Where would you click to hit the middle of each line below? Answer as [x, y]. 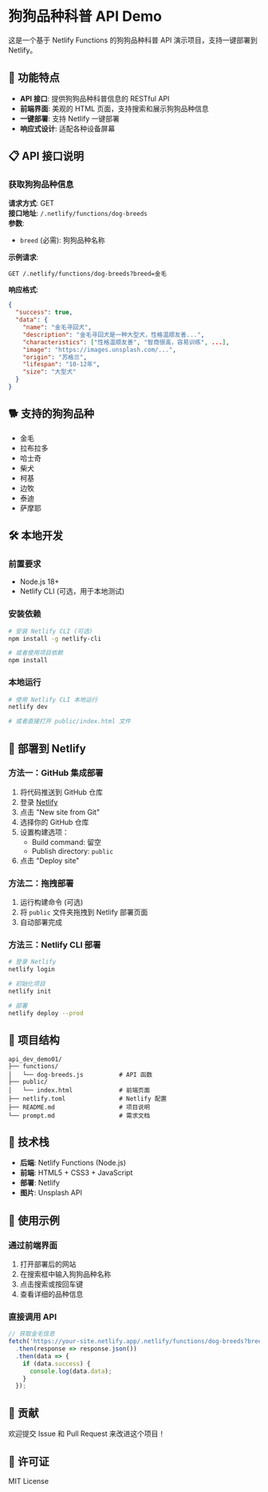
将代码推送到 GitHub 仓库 [61, 792]
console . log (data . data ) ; [71, 1371]
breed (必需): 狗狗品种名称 [62, 240]
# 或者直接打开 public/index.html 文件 [70, 722]
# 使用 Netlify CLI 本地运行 [53, 700]
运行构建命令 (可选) [51, 902]
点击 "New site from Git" [60, 812]
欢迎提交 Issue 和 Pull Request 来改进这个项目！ [87, 1434]
